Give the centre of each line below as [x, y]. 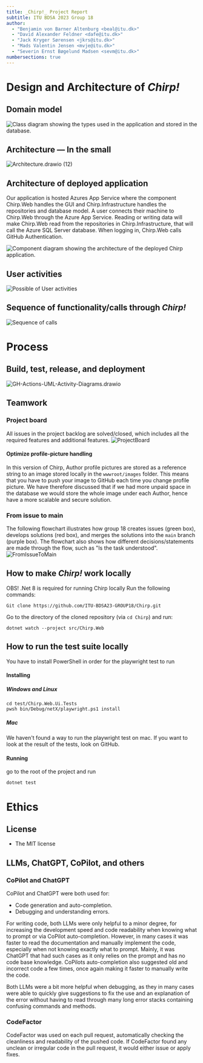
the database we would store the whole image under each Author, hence [97, 493]
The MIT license [35, 844]
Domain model [34, 110]
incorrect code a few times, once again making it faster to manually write [97, 969]
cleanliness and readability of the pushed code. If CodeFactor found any [97, 1042]
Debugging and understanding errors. [62, 912]
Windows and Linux [32, 689]
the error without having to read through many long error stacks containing [100, 1000]
